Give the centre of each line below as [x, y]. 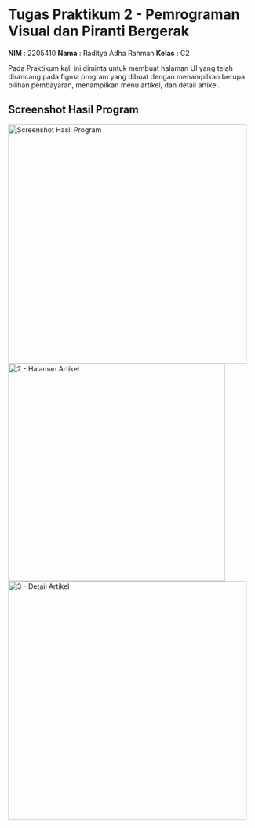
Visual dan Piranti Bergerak [99, 31]
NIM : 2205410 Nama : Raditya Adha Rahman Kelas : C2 [99, 53]
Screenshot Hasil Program [74, 110]
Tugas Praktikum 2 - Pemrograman [124, 15]
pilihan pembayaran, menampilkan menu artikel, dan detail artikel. [114, 85]
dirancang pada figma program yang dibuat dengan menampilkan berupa [127, 76]
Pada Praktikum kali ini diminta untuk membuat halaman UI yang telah [121, 68]
